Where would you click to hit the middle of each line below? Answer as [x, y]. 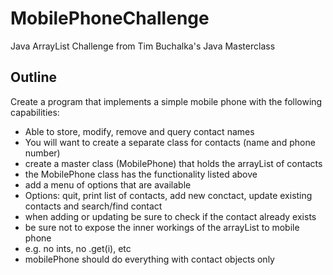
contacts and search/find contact [93, 206]
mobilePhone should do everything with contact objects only [149, 259]
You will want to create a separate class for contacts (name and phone [170, 142]
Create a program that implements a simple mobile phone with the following [166, 101]
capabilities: [35, 112]
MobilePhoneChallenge [110, 18]
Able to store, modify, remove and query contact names [139, 131]
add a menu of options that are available [108, 184]
